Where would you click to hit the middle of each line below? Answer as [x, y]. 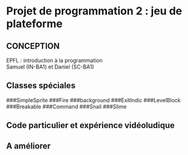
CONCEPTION [33, 46]
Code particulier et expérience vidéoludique [91, 125]
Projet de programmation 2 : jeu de [94, 11]
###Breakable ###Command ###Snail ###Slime [67, 106]
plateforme [35, 24]
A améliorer [29, 146]
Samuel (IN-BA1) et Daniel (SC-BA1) [50, 67]
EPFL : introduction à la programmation [55, 60]
